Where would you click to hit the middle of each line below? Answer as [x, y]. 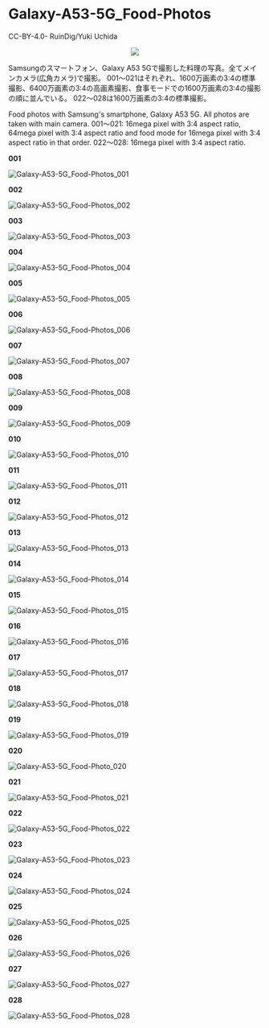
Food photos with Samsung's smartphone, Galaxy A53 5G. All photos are [129, 114]
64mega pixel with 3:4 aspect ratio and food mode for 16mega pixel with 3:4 [134, 133]
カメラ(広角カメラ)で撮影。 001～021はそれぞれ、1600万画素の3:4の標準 [135, 78]
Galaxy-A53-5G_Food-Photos [110, 14]
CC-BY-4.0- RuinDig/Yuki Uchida [63, 36]
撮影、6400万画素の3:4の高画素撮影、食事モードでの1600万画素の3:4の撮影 [134, 88]
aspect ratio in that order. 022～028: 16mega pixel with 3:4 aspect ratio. [127, 142]
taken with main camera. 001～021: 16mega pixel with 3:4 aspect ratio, [124, 123]
